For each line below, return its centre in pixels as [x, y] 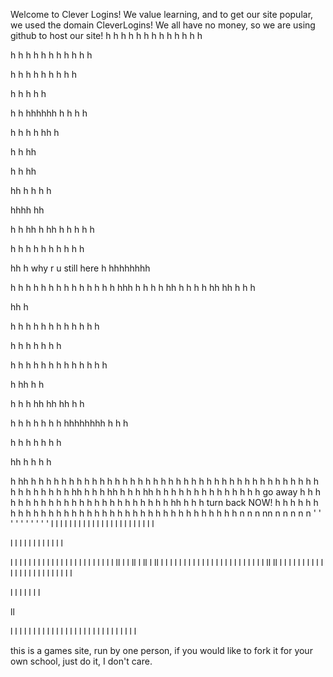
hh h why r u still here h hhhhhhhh [80, 268]
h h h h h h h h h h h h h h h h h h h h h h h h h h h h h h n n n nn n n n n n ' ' [166, 513]
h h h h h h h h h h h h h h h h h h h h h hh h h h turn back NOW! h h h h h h [164, 502]
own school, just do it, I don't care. [81, 661]
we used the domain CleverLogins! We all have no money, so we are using [163, 25]
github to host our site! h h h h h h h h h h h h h [106, 35]
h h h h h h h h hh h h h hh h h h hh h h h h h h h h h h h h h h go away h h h [165, 492]
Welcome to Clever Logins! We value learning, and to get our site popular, [162, 14]
